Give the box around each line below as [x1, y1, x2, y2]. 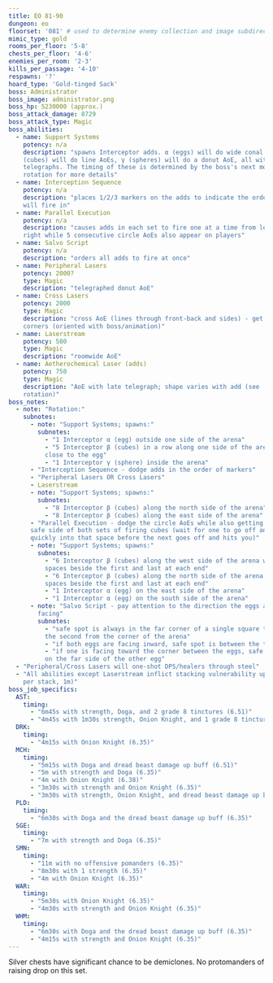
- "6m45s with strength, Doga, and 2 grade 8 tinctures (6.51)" [29, 708, 253, 716]
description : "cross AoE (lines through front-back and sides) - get [23, 314, 264, 322]
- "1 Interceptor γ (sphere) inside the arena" [44, 458, 209, 466]
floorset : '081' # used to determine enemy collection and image [8, 27, 234, 35]
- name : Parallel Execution [15, 208, 111, 216]
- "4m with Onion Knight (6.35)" [29, 874, 144, 883]
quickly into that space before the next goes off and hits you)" [29, 534, 260, 542]
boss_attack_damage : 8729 [8, 111, 96, 119]
